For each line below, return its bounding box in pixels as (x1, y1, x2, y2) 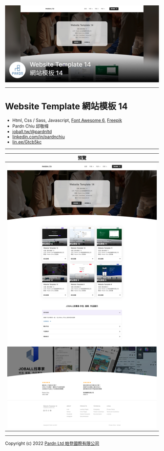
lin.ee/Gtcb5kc (12, 139, 42, 144)
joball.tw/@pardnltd (12, 128, 52, 134)
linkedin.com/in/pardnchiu (12, 134, 65, 140)
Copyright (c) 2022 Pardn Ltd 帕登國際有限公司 (5, 440, 100, 446)
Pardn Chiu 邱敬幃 (12, 123, 49, 129)
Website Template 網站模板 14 (5, 101, 128, 112)
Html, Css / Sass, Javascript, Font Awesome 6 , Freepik (12, 117, 122, 123)
